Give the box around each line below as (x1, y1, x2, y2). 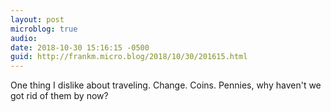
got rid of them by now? (10, 90, 109, 102)
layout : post (10, 14, 65, 25)
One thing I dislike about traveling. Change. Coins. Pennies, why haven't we (10, 79, 322, 91)
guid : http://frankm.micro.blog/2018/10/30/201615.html (10, 52, 248, 62)
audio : (10, 33, 38, 43)
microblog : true (10, 24, 78, 34)
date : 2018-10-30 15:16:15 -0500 (10, 42, 150, 53)
